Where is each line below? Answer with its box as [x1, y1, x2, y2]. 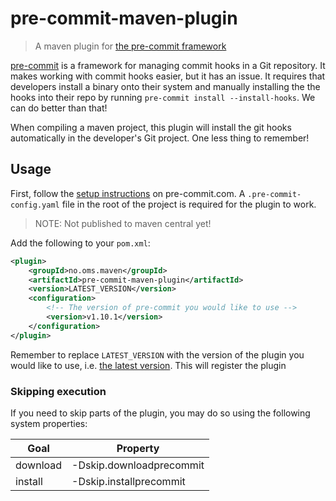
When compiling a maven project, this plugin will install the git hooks [10, 121, 292, 133]
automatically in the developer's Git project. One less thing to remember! [10, 132, 310, 144]
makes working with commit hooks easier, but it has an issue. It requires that [10, 70, 326, 82]
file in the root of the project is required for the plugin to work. [61, 198, 317, 210]
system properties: [10, 417, 88, 429]
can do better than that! [10, 102, 108, 114]
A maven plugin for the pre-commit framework [34, 40, 227, 52]
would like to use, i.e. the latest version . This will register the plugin [10, 359, 287, 371]
